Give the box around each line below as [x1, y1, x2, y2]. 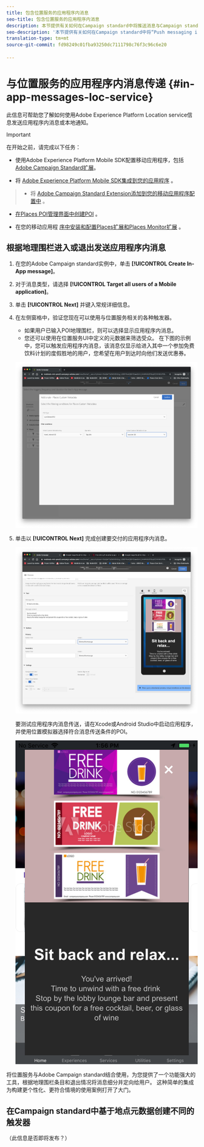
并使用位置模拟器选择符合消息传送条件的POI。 [15, 727, 131, 735]
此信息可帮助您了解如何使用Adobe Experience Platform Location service [6, 111, 188, 118]
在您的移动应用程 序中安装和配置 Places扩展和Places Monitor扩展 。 [15, 223, 184, 230]
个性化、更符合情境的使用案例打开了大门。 [27, 1086, 134, 1094]
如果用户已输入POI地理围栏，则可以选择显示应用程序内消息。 [24, 327, 177, 334]
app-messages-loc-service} [6, 90, 154, 104]
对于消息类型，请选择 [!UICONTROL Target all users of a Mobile [15, 280, 177, 288]
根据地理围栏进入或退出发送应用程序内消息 [6, 243, 166, 253]
